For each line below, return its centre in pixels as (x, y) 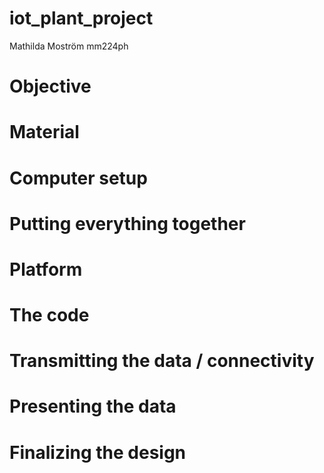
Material (44, 132)
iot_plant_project (81, 18)
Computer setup (78, 178)
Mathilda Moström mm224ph (69, 46)
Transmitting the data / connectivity (162, 361)
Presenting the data (93, 406)
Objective (50, 86)
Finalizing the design (98, 452)
